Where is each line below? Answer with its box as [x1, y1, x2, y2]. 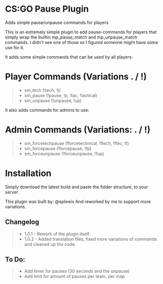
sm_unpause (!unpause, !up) [24, 98, 82, 103]
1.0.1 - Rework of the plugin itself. [24, 231, 91, 237]
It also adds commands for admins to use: [5, 107, 89, 113]
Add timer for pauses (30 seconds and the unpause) [24, 268, 130, 274]
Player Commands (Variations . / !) [5, 71, 147, 82]
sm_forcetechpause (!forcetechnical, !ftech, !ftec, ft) [24, 140, 129, 146]
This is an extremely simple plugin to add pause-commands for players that [5, 29, 157, 35]
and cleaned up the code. [24, 241, 76, 247]
